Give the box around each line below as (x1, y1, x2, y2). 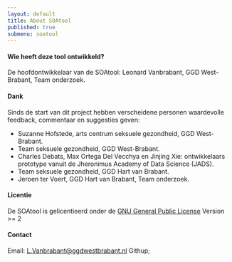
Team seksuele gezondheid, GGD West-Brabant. (17, 144, 160, 153)
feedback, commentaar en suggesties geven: (7, 115, 140, 124)
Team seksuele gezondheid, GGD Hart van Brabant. (17, 167, 169, 175)
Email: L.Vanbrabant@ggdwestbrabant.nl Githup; (7, 246, 151, 255)
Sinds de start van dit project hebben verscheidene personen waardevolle (7, 108, 224, 116)
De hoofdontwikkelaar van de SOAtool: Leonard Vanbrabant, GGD (7, 68, 200, 77)
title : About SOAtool (7, 17, 72, 24)
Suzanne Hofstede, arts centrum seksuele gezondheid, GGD (17, 129, 195, 137)
